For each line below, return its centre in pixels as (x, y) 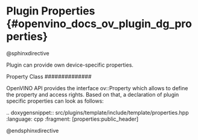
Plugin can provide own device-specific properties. (70, 65)
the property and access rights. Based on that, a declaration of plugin (93, 94)
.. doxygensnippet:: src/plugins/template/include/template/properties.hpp (97, 112)
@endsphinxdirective (33, 130)
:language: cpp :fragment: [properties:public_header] (72, 119)
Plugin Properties (51, 11)
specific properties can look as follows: (55, 101)
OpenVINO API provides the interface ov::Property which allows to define (97, 88)
